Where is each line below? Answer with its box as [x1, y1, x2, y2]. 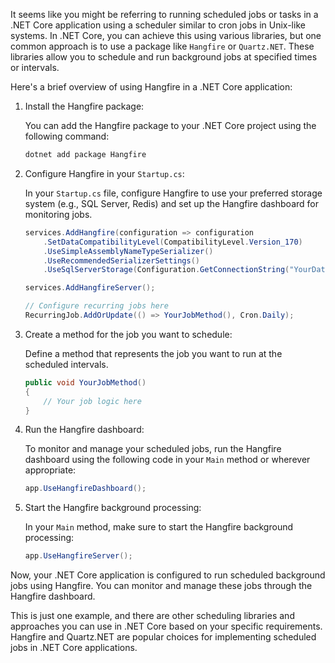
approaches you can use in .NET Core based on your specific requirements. [10, 620, 323, 633]
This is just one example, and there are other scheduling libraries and [10, 610, 295, 622]
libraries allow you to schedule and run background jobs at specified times [10, 51, 318, 63]
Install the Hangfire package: [24, 100, 145, 112]
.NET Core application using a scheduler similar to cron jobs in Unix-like [10, 19, 306, 31]
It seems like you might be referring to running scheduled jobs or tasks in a [10, 9, 319, 20]
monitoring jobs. [24, 208, 93, 220]
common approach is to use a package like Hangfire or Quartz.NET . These [10, 40, 315, 52]
